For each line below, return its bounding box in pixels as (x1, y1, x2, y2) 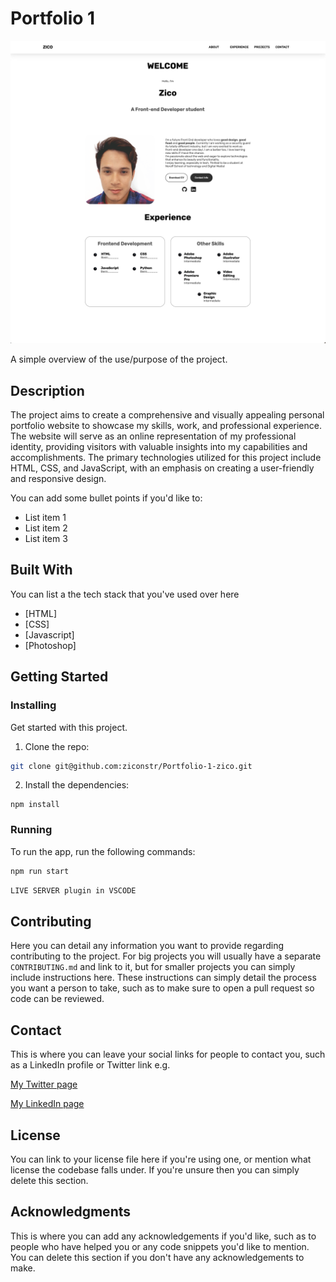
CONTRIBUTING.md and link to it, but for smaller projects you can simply (10, 961, 296, 973)
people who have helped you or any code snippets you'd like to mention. (10, 1240, 310, 1252)
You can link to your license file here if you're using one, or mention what (10, 1153, 312, 1165)
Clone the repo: (24, 740, 90, 752)
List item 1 (24, 512, 67, 524)
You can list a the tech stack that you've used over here (10, 588, 240, 600)
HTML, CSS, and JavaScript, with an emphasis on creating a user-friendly (10, 462, 315, 474)
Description (10, 382, 85, 399)
